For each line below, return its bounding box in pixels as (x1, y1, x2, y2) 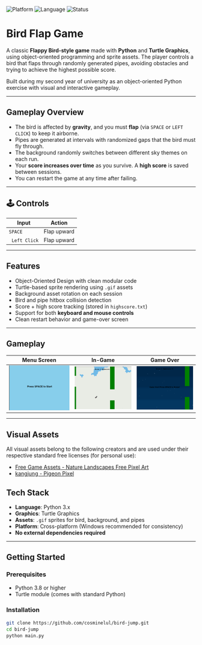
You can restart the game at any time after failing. (14, 174, 138, 182)
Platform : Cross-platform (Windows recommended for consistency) (14, 523, 183, 530)
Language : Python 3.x (14, 504, 70, 511)
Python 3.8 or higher (14, 584, 66, 591)
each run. (14, 155, 39, 162)
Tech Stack (6, 488, 49, 498)
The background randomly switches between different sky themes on (14, 148, 188, 156)
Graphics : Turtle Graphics (14, 510, 80, 517)
